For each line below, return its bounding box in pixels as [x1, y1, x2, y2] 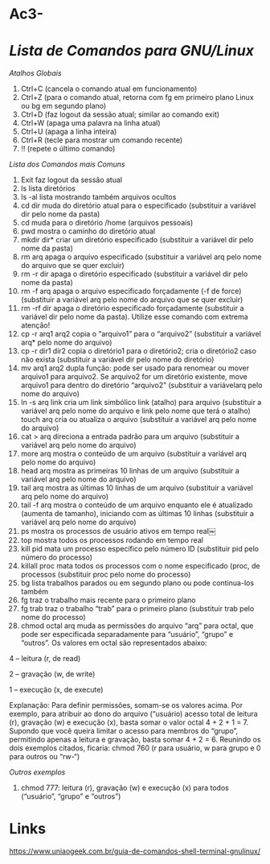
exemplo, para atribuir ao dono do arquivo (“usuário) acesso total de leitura [9, 709, 258, 719]
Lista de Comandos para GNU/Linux [9, 42, 254, 60]
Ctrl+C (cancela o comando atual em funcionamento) [20, 84, 198, 93]
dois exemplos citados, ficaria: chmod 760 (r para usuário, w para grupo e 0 [9, 743, 261, 753]
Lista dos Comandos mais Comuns [9, 159, 125, 169]
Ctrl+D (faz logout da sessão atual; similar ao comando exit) [20, 110, 220, 119]
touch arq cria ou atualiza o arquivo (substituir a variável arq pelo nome [20, 415, 257, 424]
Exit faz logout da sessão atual [20, 175, 123, 185]
